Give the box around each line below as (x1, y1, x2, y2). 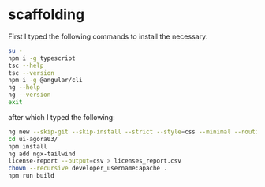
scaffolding (8, 6, 85, 24)
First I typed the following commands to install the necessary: (8, 32, 208, 41)
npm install (8, 142, 47, 151)
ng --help (8, 84, 41, 92)
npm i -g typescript (8, 54, 77, 62)
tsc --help (8, 62, 44, 69)
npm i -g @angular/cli (8, 77, 83, 84)
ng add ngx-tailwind (8, 150, 77, 158)
